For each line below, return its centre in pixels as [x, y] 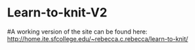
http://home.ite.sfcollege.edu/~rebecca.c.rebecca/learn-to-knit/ [98, 38]
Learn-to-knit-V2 [57, 13]
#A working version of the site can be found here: [77, 32]
